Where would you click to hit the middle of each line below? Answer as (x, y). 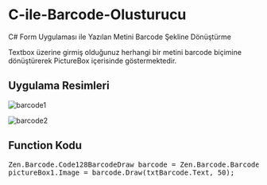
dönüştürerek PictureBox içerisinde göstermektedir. (93, 61)
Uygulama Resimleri (59, 86)
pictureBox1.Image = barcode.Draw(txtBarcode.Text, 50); (122, 172)
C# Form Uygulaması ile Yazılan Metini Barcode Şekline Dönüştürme (120, 37)
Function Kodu (45, 146)
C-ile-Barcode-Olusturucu (97, 15)
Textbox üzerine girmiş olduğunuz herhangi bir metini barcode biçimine (125, 52)
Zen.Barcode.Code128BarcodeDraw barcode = (92, 164)
